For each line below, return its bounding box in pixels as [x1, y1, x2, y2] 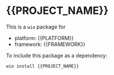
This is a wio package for [6, 23, 66, 30]
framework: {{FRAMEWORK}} [14, 41, 85, 48]
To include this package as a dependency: [6, 52, 108, 59]
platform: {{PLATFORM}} [14, 34, 74, 41]
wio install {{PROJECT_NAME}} [6, 63, 80, 69]
